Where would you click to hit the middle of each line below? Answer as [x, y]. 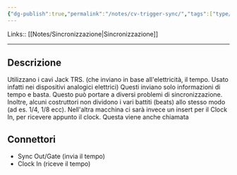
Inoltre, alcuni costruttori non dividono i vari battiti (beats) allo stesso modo [116, 102]
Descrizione [35, 63]
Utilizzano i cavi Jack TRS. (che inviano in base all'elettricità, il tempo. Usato [118, 80]
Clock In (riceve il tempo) [54, 164]
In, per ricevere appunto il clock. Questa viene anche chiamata [98, 117]
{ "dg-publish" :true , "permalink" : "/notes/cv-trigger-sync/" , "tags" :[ [110, 14]
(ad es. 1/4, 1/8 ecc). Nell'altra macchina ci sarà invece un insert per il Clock [117, 109]
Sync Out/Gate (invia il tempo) [61, 157]
